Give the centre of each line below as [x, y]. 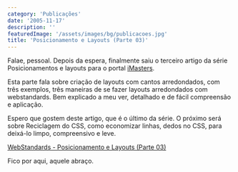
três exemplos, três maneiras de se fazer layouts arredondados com [108, 90]
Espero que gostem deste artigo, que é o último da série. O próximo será [114, 119]
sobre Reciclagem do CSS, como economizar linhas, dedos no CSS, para [115, 126]
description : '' [31, 27]
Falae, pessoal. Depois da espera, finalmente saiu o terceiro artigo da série [118, 60]
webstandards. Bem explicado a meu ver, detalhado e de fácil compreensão [119, 97]
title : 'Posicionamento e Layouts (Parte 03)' [78, 41]
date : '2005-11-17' [36, 21]
